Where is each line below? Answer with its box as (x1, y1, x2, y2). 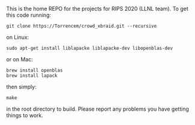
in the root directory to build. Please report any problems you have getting (6, 105, 189, 112)
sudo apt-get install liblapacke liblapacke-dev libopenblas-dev (6, 45, 173, 51)
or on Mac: (6, 56, 33, 62)
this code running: (6, 11, 52, 19)
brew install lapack (6, 73, 58, 79)
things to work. (6, 112, 44, 119)
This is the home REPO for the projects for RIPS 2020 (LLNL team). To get (6, 5, 188, 12)
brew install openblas (6, 67, 63, 73)
